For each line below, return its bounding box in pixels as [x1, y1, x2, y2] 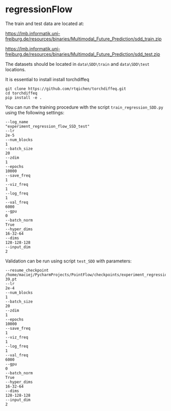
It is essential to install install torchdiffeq [5, 76, 90, 82]
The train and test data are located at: [5, 20, 84, 27]
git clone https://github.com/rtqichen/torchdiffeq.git [5, 86, 126, 91]
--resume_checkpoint [5, 268, 49, 273]
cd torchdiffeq [5, 90, 38, 95]
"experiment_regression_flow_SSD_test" [5, 124, 90, 129]
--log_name [5, 119, 28, 125]
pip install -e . [5, 95, 42, 100]
